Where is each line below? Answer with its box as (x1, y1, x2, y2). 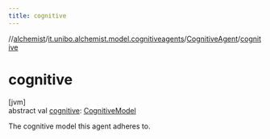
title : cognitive (8, 11, 67, 20)
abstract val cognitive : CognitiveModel (8, 105, 137, 115)
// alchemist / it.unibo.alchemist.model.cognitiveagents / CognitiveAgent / (8, 34, 241, 43)
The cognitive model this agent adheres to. (8, 121, 151, 131)
